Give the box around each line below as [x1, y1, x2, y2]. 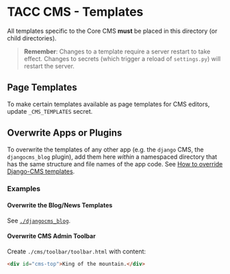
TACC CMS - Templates [7, 4, 144, 20]
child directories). [7, 34, 57, 42]
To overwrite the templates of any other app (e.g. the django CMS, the [7, 145, 204, 153]
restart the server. [23, 62, 75, 70]
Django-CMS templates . [7, 167, 75, 175]
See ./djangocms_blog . [7, 216, 71, 225]
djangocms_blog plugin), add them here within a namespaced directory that [7, 152, 218, 161]
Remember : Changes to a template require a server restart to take [23, 47, 211, 55]
